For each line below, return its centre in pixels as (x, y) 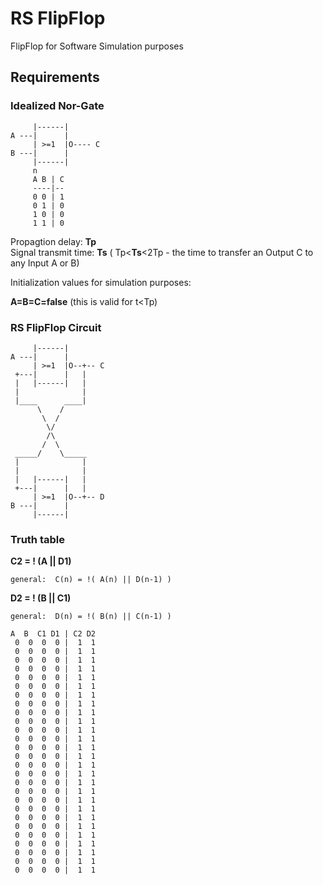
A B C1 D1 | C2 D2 (53, 634)
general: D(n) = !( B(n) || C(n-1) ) (91, 617)
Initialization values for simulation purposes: (101, 282)
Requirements (55, 77)
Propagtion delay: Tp (53, 241)
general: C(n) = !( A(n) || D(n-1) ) (91, 580)
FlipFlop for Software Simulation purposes (97, 46)
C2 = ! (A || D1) (41, 561)
